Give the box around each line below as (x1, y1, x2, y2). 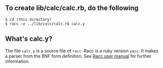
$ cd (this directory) (5, 17, 52, 22)
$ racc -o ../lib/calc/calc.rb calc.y (5, 21, 85, 26)
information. (5, 58, 30, 64)
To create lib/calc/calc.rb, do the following (5, 4, 139, 12)
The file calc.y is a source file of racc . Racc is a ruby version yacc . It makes (5, 48, 159, 54)
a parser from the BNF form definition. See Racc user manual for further (5, 53, 152, 59)
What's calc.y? (5, 34, 53, 43)
